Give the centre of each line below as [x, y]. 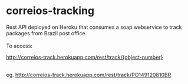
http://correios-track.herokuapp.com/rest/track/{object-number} [85, 57]
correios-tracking [50, 11]
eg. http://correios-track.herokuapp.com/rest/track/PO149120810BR [89, 75]
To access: [19, 46]
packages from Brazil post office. [47, 33]
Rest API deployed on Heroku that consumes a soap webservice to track [94, 27]
